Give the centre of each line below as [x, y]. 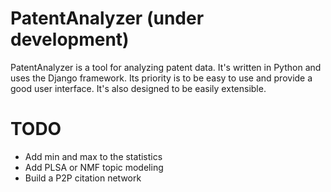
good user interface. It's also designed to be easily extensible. [138, 88]
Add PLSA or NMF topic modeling [94, 167]
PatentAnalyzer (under [107, 18]
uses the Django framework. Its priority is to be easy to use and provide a [161, 78]
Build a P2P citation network [83, 178]
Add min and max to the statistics [93, 156]
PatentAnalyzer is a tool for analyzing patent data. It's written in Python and [166, 67]
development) [70, 39]
